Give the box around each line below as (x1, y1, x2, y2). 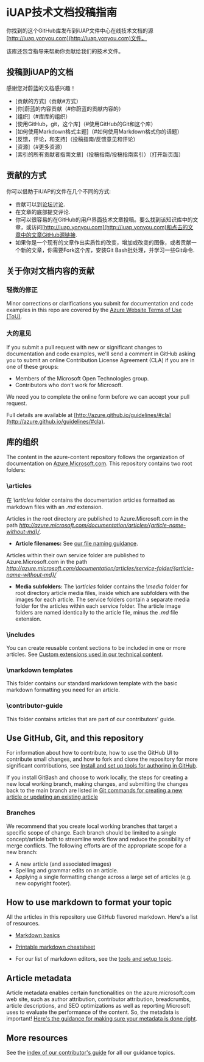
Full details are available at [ (6, 411, 76, 418)
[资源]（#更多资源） (15, 143, 66, 150)
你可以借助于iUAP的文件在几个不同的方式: (6, 187, 111, 195)
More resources (6, 1033, 68, 1043)
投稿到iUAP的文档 (6, 67, 74, 77)
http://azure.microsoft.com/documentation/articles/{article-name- (19, 521, 186, 529)
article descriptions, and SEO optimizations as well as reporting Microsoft (6, 1002, 191, 1010)
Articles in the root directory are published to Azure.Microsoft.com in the (6, 515, 189, 522)
